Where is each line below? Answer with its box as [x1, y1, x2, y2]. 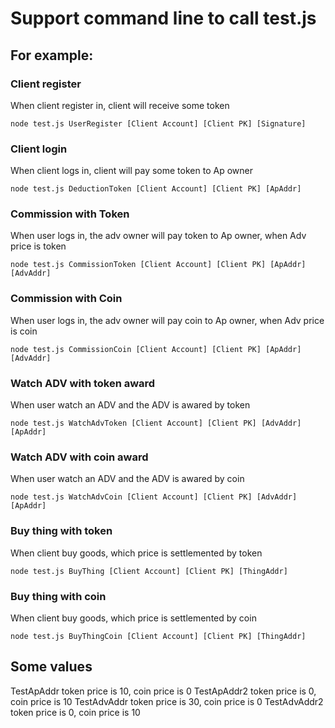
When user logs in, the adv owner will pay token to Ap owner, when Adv [10, 230, 307, 242]
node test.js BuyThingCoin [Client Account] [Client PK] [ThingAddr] [10, 631, 307, 641]
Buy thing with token [10, 524, 113, 538]
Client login [10, 142, 68, 156]
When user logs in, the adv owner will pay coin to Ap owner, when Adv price [10, 314, 325, 326]
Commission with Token [10, 207, 130, 221]
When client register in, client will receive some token [10, 99, 230, 111]
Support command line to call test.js [10, 7, 317, 30]
